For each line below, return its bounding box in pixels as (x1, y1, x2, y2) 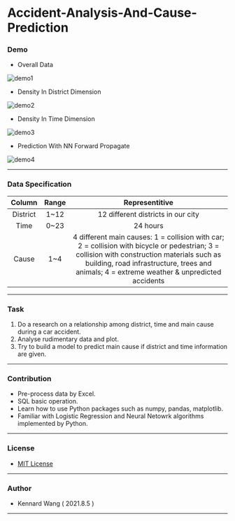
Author (7, 483, 32, 493)
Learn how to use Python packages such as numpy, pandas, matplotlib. (17, 404, 224, 413)
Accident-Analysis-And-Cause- (7, 5, 197, 21)
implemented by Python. (17, 420, 89, 428)
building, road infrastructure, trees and (85, 258, 212, 268)
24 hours (133, 220, 164, 230)
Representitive (123, 197, 173, 207)
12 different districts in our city (97, 209, 199, 219)
